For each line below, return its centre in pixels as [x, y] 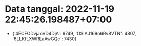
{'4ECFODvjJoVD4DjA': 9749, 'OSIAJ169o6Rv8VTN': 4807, [74, 33]
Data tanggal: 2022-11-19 [60, 9]
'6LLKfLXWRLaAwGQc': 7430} [45, 39]
